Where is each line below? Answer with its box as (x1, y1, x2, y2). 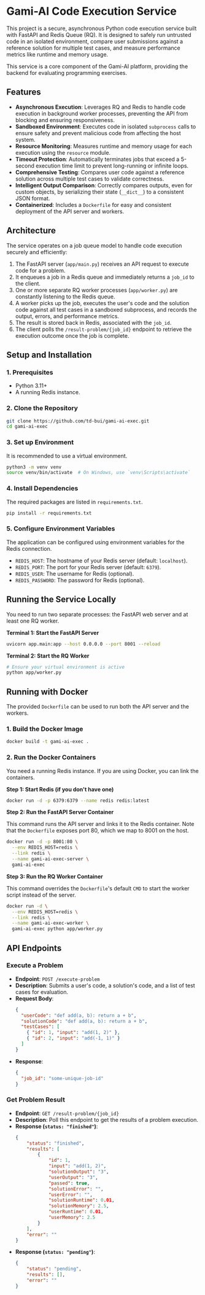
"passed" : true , (48, 1180, 90, 1186)
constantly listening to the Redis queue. (15, 293, 115, 300)
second (15, 161, 35, 169)
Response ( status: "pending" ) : (15, 1248, 95, 1256)
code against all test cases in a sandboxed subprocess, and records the (15, 306, 198, 313)
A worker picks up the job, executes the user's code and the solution (15, 299, 190, 306)
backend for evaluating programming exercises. (6, 69, 128, 76)
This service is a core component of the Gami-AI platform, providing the (6, 63, 188, 70)
